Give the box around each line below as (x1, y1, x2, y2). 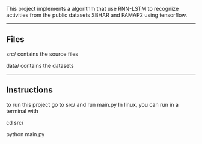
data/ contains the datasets (6, 62, 74, 69)
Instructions (6, 85, 53, 95)
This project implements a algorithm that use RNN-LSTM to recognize (6, 5, 179, 12)
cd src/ (6, 119, 24, 126)
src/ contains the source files (6, 50, 79, 58)
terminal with (6, 107, 38, 115)
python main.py (6, 130, 45, 137)
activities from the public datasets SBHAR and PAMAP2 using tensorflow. (6, 11, 188, 19)
